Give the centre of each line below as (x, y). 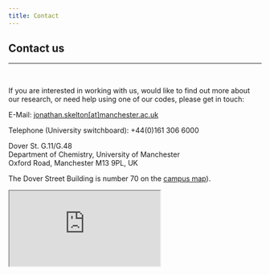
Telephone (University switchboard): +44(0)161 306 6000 (104, 130)
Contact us (37, 49)
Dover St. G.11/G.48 (40, 146)
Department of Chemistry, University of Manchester (94, 154)
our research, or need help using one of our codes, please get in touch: (127, 99)
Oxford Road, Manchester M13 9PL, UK (73, 163)
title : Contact (34, 16)
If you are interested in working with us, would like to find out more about (129, 91)
